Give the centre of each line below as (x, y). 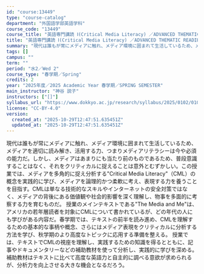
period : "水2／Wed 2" (33, 68)
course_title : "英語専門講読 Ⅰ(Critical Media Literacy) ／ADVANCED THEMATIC (103, 35)
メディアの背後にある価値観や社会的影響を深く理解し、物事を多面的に (104, 197)
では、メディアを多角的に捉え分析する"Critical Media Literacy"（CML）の (104, 174)
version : (17, 114)
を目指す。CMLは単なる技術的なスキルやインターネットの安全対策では (94, 189)
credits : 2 (20, 80)
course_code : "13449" (34, 29)
